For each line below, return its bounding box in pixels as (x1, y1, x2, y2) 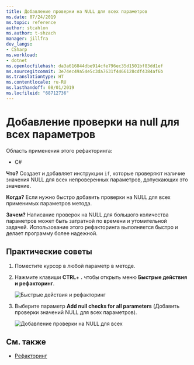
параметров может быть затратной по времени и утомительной (6, 217, 168, 224)
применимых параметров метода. (6, 199, 92, 206)
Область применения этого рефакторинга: (6, 147, 113, 154)
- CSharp (6, 47, 27, 53)
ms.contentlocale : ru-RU (6, 80, 67, 85)
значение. (6, 182, 31, 189)
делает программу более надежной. (6, 229, 98, 237)
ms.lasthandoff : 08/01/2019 (6, 85, 75, 91)
